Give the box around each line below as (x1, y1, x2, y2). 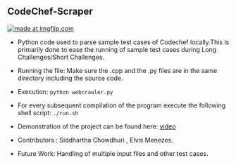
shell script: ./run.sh (17, 108, 79, 117)
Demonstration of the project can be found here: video (17, 122, 176, 131)
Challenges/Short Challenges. (17, 53, 104, 61)
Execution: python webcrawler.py (17, 87, 113, 95)
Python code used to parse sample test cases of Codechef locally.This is (17, 38, 230, 46)
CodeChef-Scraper (7, 6, 93, 18)
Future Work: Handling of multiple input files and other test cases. (17, 149, 209, 157)
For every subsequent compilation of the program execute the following (17, 101, 226, 110)
